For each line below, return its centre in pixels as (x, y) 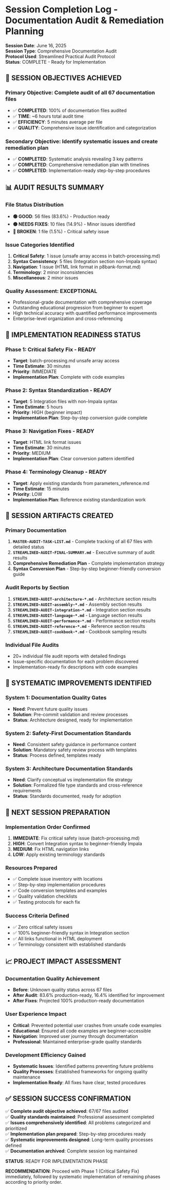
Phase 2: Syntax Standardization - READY (59, 390)
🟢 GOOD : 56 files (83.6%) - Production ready (61, 216)
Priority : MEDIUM (32, 453)
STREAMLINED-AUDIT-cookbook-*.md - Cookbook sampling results (80, 631)
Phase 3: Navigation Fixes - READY (50, 431)
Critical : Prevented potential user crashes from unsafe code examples (87, 1025)
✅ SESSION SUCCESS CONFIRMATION (68, 1099)
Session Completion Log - (62, 10)
